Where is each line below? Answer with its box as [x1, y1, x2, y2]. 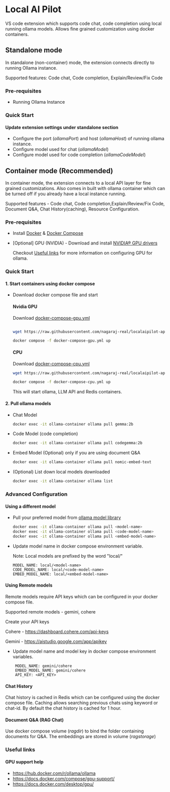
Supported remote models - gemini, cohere [5, 608, 96, 615]
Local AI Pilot [5, 4, 62, 15]
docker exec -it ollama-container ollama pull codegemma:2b [12, 441, 143, 446]
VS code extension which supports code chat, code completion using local [5, 20, 162, 26]
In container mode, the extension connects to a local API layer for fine [5, 179, 151, 186]
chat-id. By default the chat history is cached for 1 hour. [5, 705, 122, 711]
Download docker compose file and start [12, 292, 98, 298]
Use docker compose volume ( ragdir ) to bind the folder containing [5, 728, 144, 734]
